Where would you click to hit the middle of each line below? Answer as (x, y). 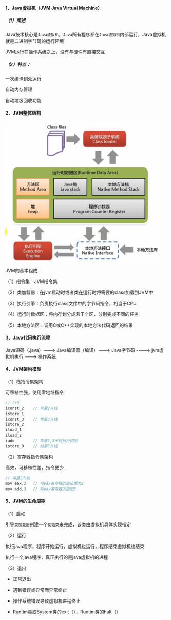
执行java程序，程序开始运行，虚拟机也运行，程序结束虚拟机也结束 (75, 546)
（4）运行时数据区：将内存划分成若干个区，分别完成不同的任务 (72, 314)
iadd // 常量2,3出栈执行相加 (41, 441)
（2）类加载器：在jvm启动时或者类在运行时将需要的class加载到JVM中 (79, 292)
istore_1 (15, 414)
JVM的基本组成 (22, 270)
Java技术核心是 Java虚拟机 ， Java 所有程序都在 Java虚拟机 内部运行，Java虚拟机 (85, 34)
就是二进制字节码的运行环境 (35, 41)
